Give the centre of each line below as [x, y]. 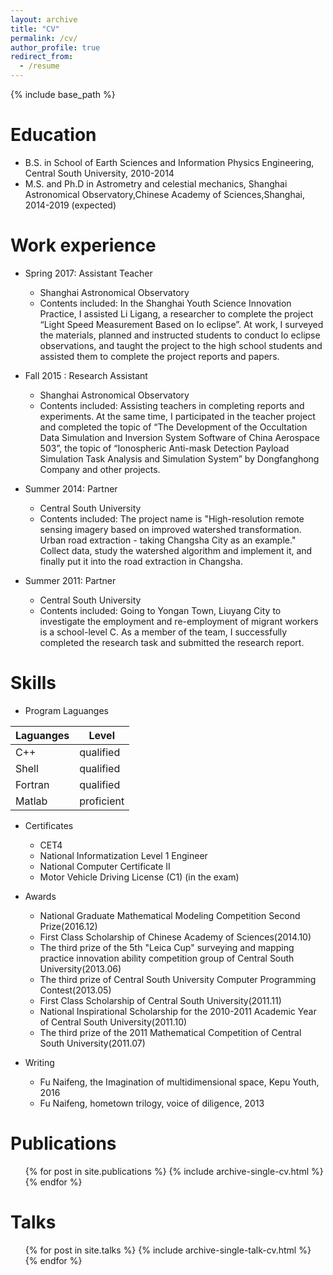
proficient [102, 801]
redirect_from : [42, 57]
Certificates [49, 825]
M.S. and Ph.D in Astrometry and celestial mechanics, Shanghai [156, 183]
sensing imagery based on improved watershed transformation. [170, 529]
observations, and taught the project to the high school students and [181, 345]
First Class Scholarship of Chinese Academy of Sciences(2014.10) [175, 937]
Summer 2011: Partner [70, 580]
